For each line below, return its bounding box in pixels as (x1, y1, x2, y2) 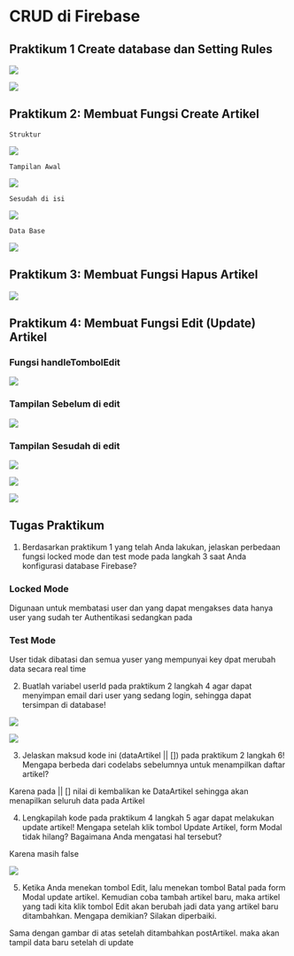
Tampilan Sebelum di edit (9, 398, 120, 410)
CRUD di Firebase (9, 6, 141, 27)
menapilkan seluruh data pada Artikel (9, 796, 145, 806)
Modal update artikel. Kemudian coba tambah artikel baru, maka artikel (21, 892, 281, 903)
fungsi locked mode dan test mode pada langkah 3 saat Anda (21, 551, 246, 562)
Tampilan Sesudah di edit (9, 439, 120, 452)
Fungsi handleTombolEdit (9, 356, 121, 369)
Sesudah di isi (9, 194, 66, 203)
